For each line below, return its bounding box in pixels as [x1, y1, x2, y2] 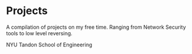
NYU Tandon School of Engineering [6, 41, 92, 48]
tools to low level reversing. [6, 29, 72, 36]
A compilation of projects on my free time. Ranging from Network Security [6, 23, 187, 31]
